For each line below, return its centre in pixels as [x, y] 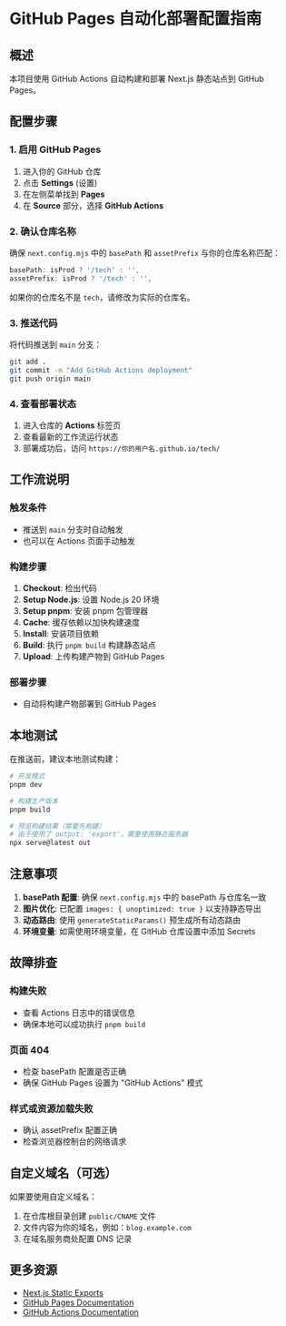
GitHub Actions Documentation [80, 1311]
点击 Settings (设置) [60, 182]
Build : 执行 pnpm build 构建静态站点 [89, 645]
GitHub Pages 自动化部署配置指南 [136, 19]
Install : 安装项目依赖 [61, 633]
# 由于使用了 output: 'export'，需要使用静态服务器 [99, 834]
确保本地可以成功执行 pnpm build [84, 1024]
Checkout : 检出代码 [59, 587]
